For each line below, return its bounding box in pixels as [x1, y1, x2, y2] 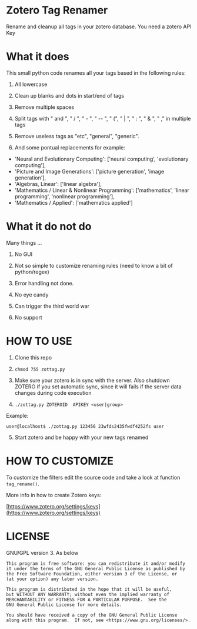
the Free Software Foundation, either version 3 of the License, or [6, 571, 178, 577]
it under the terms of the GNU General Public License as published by [6, 565, 185, 571]
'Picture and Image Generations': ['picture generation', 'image [14, 168, 165, 175]
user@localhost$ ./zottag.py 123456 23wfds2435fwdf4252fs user [6, 423, 165, 430]
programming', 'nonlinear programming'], [14, 192, 115, 200]
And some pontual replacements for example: [14, 144, 125, 151]
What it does [6, 50, 69, 64]
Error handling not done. [14, 279, 74, 287]
